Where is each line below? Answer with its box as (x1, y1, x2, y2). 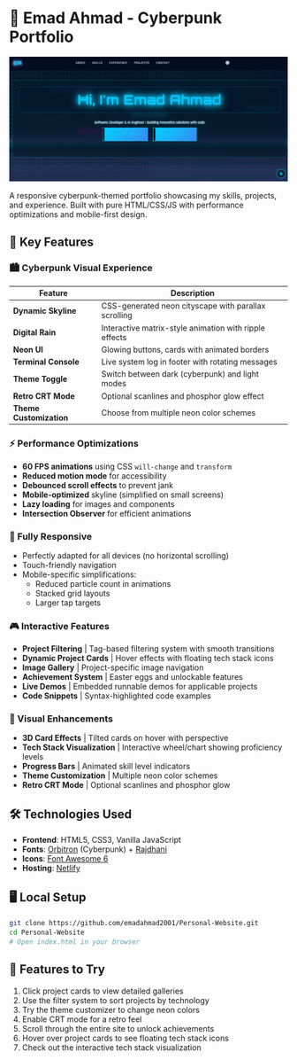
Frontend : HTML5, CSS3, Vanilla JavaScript (21, 835, 181, 846)
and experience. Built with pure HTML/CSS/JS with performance (9, 199, 245, 210)
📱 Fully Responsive (9, 530, 93, 542)
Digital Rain (12, 327, 57, 338)
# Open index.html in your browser (9, 937, 141, 947)
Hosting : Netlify (21, 863, 81, 874)
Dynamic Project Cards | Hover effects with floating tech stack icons (21, 653, 274, 664)
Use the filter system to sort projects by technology (21, 994, 209, 1005)
